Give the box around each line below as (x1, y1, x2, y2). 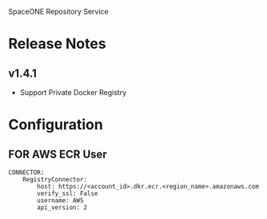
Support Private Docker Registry (19, 88, 127, 97)
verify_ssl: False (37, 189, 98, 197)
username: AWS (37, 197, 84, 205)
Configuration (8, 116, 104, 134)
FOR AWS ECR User (8, 147, 108, 161)
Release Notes (8, 35, 106, 53)
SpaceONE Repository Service (8, 7, 110, 16)
